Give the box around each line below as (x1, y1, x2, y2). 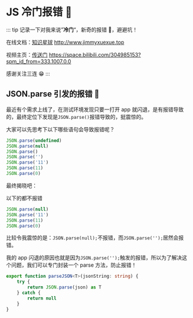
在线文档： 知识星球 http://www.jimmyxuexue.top (6, 38, 125, 46)
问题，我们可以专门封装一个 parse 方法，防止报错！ (11, 261, 137, 269)
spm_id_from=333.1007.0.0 (6, 57, 71, 65)
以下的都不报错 (6, 194, 42, 202)
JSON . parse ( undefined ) (6, 137, 62, 144)
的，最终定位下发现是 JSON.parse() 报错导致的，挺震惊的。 (6, 113, 146, 120)
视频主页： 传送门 (6, 51, 48, 58)
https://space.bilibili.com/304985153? (48, 51, 141, 58)
